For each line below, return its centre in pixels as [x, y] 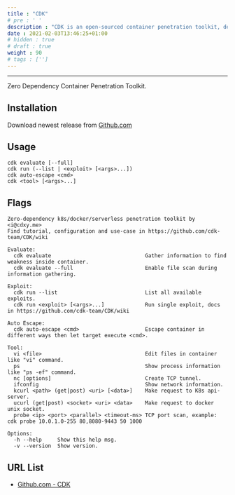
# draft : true [29, 46]
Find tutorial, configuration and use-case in [76, 231]
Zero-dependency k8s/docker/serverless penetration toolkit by [101, 219]
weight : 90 [24, 53]
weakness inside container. [48, 262]
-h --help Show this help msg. [65, 440]
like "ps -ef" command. [42, 372]
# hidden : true [31, 40]
